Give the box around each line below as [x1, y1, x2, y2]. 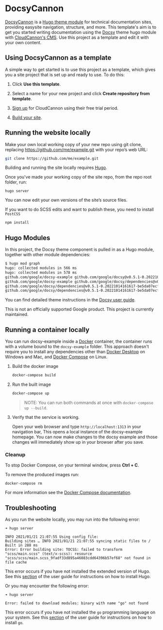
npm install [5, 220, 29, 225]
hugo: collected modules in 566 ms [5, 265, 77, 270]
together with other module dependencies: [5, 252, 91, 258]
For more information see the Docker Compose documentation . [5, 490, 132, 496]
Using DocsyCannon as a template [5, 54, 112, 62]
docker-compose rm [5, 481, 42, 486]
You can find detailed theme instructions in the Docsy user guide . [5, 297, 136, 303]
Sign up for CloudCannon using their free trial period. [12, 105, 119, 111]
